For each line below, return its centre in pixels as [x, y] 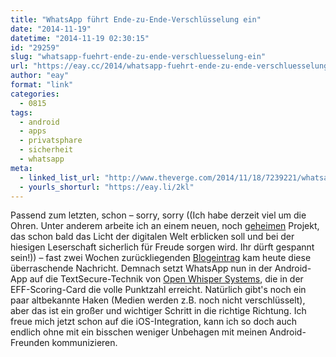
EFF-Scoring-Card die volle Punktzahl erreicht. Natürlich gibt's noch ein [158, 290]
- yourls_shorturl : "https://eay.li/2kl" [107, 187]
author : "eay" [40, 76]
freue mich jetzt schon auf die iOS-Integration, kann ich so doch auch [154, 322]
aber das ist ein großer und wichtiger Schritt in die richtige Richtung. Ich [158, 311]
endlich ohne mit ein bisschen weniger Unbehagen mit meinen [139, 332]
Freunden [30, 343]
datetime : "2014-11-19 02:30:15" [80, 38]
